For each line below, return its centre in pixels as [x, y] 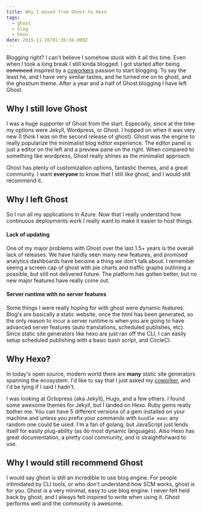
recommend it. [25, 181]
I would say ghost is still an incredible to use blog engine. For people [92, 477]
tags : [13, 18]
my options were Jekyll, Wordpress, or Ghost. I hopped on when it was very [101, 130]
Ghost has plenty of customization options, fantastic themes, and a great [97, 167]
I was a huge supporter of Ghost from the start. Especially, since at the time [101, 123]
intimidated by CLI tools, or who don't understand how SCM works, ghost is [101, 484]
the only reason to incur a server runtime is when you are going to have [95, 321]
